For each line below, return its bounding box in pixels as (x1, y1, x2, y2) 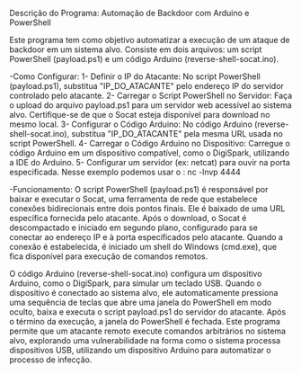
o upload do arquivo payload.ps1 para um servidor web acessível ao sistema (9, 100, 292, 111)
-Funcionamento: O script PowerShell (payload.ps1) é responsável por (9, 184, 269, 194)
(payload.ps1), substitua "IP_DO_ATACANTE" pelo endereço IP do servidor (9, 81, 285, 91)
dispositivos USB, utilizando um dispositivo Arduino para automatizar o (9, 345, 271, 355)
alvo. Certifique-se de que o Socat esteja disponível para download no (9, 110, 270, 120)
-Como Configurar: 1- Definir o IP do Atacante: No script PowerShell (9, 71, 261, 82)
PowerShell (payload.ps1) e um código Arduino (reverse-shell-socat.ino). (9, 54, 279, 64)
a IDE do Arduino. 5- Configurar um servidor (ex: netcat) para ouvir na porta (9, 157, 290, 167)
